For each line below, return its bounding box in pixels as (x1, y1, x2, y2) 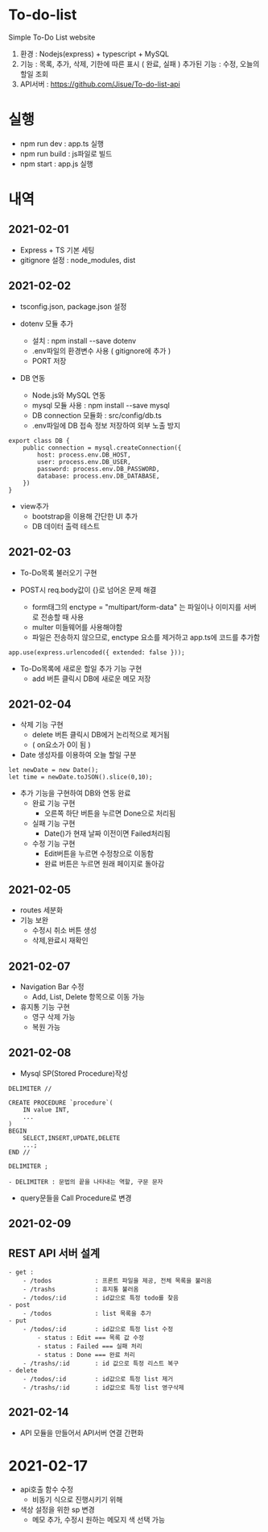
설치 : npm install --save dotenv (31, 336, 137, 345)
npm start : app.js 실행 (19, 159, 94, 169)
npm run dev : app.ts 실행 (19, 139, 105, 148)
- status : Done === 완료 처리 (37, 1350, 135, 1359)
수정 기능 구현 (31, 839, 76, 849)
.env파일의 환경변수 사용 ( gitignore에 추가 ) (31, 345, 171, 356)
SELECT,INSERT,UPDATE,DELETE (23, 1133, 121, 1142)
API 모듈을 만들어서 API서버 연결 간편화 (19, 1428, 144, 1438)
